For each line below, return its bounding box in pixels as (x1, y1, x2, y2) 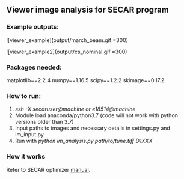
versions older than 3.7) (14, 118, 74, 126)
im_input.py (14, 131, 44, 138)
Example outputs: (6, 23, 59, 31)
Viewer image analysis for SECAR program (6, 5, 170, 15)
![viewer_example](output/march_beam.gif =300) (6, 36, 128, 44)
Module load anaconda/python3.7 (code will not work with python (14, 112, 179, 119)
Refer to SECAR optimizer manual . (6, 166, 91, 173)
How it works (6, 153, 46, 161)
